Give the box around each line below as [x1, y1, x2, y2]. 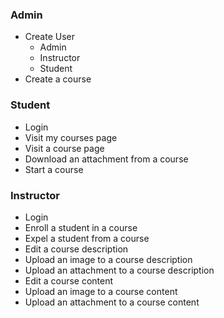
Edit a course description [24, 243, 129, 255]
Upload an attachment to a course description [24, 264, 215, 276]
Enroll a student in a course [24, 221, 138, 233]
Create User [24, 31, 76, 43]
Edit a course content [24, 274, 114, 287]
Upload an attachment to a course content [24, 296, 200, 308]
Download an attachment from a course [24, 153, 189, 165]
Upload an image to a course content [24, 285, 178, 297]
